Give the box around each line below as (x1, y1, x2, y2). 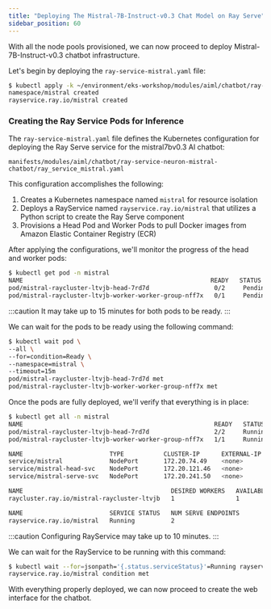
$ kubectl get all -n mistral (8, 413, 110, 421)
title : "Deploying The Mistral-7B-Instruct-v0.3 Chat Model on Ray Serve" (8, 11, 265, 20)
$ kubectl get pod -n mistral (8, 269, 110, 277)
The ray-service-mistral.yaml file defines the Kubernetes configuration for (8, 134, 260, 144)
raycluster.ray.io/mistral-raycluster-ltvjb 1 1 (8, 494, 240, 502)
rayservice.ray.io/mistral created (8, 96, 128, 105)
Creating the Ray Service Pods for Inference (8, 115, 184, 127)
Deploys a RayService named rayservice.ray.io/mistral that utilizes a (19, 204, 256, 213)
